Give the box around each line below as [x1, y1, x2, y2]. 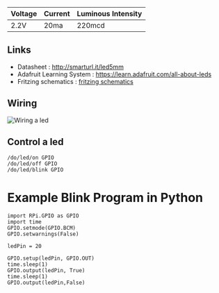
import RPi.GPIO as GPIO [7, 212, 79, 219]
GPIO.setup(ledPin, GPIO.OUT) [7, 255, 95, 262]
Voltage [10, 9, 38, 18]
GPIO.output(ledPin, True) [7, 267, 86, 274]
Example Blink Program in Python [7, 190, 204, 206]
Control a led [7, 136, 64, 148]
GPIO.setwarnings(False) [7, 231, 79, 238]
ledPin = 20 [7, 243, 42, 250]
